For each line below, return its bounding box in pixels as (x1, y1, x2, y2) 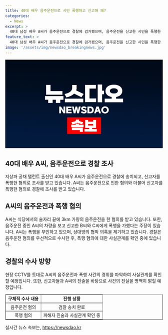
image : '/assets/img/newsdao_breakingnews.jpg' (5, 45, 106, 50)
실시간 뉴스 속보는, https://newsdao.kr (5, 324, 81, 330)
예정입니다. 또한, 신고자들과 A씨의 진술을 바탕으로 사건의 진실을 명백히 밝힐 (10, 277, 156, 283)
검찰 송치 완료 (58, 304, 85, 310)
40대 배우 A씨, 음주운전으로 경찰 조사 (5, 159, 113, 167)
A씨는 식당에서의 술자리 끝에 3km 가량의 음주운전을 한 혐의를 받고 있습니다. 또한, (5, 216, 162, 222)
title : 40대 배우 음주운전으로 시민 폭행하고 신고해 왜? (5, 8, 106, 13)
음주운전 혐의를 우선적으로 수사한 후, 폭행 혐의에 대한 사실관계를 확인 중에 (5, 235, 148, 241)
